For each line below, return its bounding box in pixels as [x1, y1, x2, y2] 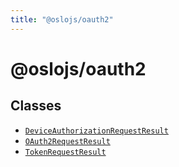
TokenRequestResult [24, 147, 107, 157]
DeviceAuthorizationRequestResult [24, 126, 169, 136]
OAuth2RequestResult [24, 136, 111, 146]
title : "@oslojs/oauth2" [10, 14, 114, 25]
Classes [10, 97, 62, 115]
